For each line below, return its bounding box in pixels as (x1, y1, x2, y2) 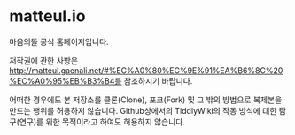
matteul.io (9, 6, 86, 26)
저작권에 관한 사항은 (9, 55, 78, 65)
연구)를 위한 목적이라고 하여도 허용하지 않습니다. (19, 116, 186, 127)
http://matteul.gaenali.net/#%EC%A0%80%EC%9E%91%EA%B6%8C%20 (9, 64, 283, 76)
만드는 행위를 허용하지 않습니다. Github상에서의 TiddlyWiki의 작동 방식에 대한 (9, 105, 277, 116)
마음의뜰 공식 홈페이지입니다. (9, 36, 109, 47)
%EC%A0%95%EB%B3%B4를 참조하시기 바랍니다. (9, 75, 193, 86)
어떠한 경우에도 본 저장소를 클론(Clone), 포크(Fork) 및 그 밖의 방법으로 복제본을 (9, 94, 283, 105)
